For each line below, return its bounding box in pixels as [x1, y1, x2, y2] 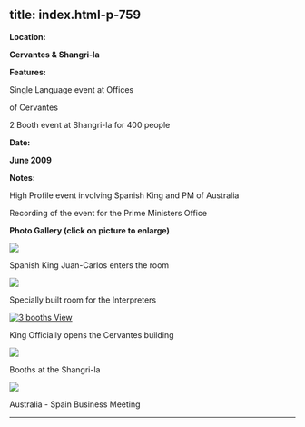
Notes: [9, 172, 36, 183]
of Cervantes [9, 102, 59, 113]
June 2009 [9, 154, 53, 165]
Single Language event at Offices [9, 84, 134, 94]
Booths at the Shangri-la [9, 363, 101, 375]
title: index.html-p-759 [9, 7, 142, 23]
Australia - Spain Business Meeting [9, 399, 141, 410]
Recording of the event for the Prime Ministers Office [9, 207, 207, 218]
